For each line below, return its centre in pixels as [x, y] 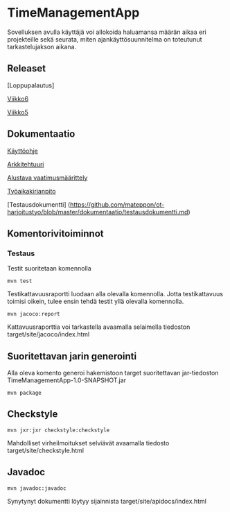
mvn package [24, 393]
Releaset [27, 68]
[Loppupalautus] [31, 85]
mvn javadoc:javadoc [37, 488]
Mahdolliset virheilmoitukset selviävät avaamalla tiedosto [88, 443]
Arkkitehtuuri [26, 164]
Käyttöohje [23, 151]
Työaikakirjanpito [32, 191]
